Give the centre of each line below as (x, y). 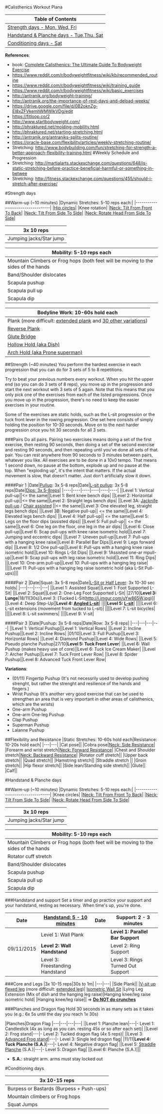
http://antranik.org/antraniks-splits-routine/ (55, 137)
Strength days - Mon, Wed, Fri (42, 27)
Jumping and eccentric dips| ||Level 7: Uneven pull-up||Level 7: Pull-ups (77, 537)
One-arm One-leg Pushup (38, 714)
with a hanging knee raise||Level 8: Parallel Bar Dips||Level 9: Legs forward (80, 542)
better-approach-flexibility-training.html (52, 153)
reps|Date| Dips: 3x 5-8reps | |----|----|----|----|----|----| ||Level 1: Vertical (80, 490)
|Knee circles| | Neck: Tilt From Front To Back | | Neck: (105, 795)
